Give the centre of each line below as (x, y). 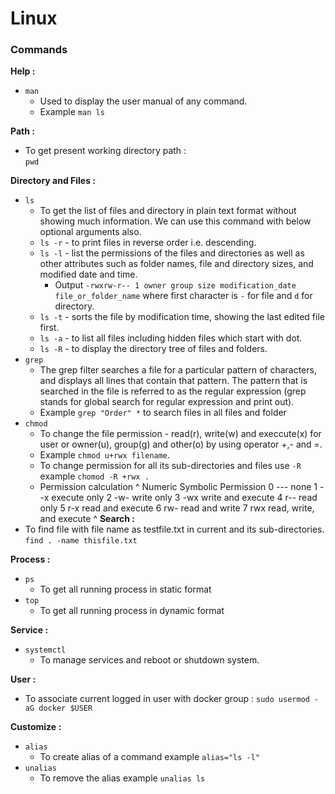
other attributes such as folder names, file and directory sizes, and (176, 264)
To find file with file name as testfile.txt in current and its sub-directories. (174, 529)
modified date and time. (88, 274)
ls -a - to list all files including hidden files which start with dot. (171, 338)
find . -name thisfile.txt (81, 541)
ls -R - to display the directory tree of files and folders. (153, 349)
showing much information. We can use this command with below (175, 221)
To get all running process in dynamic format (132, 611)
